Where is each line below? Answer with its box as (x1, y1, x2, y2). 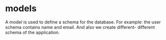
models (5, 3, 37, 14)
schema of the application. (5, 29, 60, 35)
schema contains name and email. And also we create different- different (5, 24, 155, 30)
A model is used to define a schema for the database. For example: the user (5, 19, 161, 25)
